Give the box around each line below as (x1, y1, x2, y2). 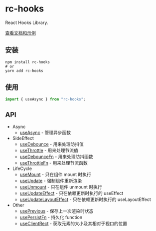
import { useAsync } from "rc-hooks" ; (5, 96, 86, 101)
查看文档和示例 (5, 29, 36, 35)
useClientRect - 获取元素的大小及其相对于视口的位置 (19, 220, 128, 226)
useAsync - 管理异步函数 (19, 129, 71, 135)
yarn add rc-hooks (5, 68, 43, 73)
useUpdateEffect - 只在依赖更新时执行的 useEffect (19, 190, 124, 196)
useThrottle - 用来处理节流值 (19, 147, 79, 153)
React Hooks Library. (5, 19, 48, 25)
